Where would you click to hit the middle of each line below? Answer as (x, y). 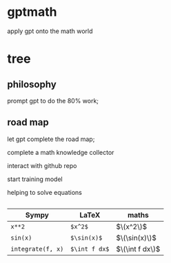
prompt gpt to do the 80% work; (53, 101)
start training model (35, 179)
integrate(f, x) (37, 249)
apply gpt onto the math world (50, 31)
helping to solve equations (45, 192)
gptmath (32, 12)
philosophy (32, 84)
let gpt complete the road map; (51, 139)
